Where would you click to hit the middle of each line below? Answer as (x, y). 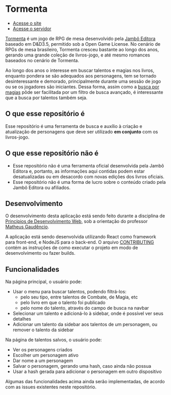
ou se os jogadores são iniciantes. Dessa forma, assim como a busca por (82, 87)
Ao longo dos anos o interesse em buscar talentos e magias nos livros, (80, 70)
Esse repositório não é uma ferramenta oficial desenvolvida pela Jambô (88, 165)
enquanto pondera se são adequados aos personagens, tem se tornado (81, 76)
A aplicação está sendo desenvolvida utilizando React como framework (81, 237)
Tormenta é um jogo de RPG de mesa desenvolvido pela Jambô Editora (80, 39)
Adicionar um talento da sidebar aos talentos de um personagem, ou (85, 325)
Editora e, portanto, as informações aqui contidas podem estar (79, 171)
